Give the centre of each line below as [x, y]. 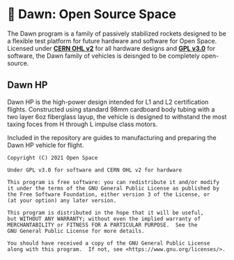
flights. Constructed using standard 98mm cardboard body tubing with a [111, 109]
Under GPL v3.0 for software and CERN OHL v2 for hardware [95, 170]
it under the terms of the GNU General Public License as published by [113, 188]
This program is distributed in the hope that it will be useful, [106, 213]
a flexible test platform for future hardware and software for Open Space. [112, 40]
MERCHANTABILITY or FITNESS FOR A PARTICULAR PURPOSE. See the [102, 225]
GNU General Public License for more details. [76, 231]
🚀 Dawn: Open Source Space [92, 14]
